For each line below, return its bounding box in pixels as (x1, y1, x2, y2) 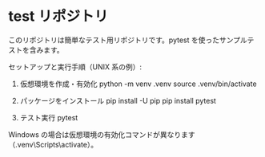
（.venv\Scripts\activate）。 (8, 139, 98, 149)
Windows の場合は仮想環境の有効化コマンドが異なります (8, 129, 195, 139)
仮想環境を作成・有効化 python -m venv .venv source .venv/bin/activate (19, 79, 258, 88)
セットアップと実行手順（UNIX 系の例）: (8, 61, 143, 72)
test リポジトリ (8, 7, 109, 26)
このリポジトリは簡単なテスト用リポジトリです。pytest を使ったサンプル (8, 35, 248, 45)
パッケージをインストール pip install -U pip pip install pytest (19, 96, 216, 105)
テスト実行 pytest (19, 112, 78, 122)
